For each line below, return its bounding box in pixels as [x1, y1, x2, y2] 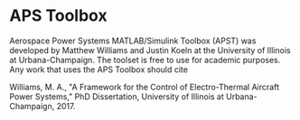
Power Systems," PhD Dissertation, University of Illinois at [9, 91, 224, 102]
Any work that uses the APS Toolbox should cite [9, 64, 188, 75]
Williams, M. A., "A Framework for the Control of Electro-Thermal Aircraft [9, 81, 280, 92]
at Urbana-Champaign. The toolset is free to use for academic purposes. [9, 54, 281, 65]
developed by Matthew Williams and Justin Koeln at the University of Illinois [9, 44, 291, 55]
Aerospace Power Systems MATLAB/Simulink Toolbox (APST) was [9, 35, 257, 46]
